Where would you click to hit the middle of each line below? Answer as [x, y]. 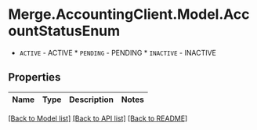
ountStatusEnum [64, 31]
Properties [34, 77]
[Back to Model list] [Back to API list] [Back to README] [98, 118]
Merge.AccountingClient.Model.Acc [129, 14]
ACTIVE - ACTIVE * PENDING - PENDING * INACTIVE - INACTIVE [118, 52]
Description [91, 99]
